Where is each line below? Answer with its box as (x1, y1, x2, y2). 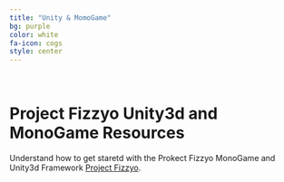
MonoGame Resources (9, 123, 185, 143)
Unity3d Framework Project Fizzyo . (9, 162, 142, 173)
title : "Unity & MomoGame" (9, 13, 112, 23)
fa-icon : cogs (9, 38, 64, 48)
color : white (9, 30, 59, 39)
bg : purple (9, 22, 51, 31)
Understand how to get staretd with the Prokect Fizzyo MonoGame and (9, 153, 276, 164)
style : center (9, 47, 64, 56)
